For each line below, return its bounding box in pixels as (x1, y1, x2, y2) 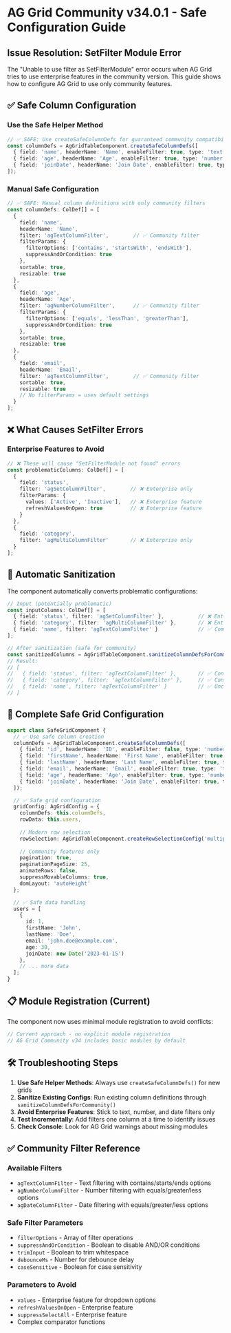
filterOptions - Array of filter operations (16, 1234, 133, 1242)
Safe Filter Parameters (7, 1218, 84, 1228)
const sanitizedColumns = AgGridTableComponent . (7, 651, 149, 658)
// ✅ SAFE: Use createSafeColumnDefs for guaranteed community (7, 136, 194, 143)
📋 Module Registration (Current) (7, 996, 151, 1007)
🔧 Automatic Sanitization (7, 569, 115, 580)
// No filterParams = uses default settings (19, 392, 149, 399)
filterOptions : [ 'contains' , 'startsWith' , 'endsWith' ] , (25, 244, 192, 252)
